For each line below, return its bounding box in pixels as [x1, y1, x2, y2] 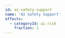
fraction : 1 [14, 26, 39, 31]
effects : [5, 16, 23, 21]
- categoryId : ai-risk [9, 21, 57, 26]
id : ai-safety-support [5, 7, 52, 12]
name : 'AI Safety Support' [5, 12, 61, 17]
